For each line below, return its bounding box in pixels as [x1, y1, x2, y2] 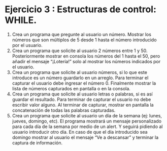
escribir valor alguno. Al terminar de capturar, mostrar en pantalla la [12, 102, 154, 108]
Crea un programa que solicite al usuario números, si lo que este [12, 69, 148, 75]
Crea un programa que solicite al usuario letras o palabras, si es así [12, 91, 153, 97]
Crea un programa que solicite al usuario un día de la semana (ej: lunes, [12, 112, 162, 118]
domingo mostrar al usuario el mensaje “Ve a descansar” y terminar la [12, 134, 159, 140]
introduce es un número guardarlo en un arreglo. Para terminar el [12, 74, 149, 81]
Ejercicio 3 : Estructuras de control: [5, 4, 157, 15]
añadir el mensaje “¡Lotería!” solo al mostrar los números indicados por [12, 58, 161, 64]
